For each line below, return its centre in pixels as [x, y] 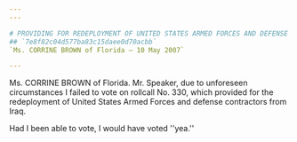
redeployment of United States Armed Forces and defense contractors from [148, 102]
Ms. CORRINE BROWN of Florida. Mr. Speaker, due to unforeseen [128, 83]
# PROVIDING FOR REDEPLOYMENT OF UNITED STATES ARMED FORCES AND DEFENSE [149, 33]
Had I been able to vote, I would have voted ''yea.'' [102, 129]
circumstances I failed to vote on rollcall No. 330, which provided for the [141, 92]
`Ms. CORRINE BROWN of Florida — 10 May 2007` [97, 50]
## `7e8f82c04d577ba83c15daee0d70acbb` [83, 42]
